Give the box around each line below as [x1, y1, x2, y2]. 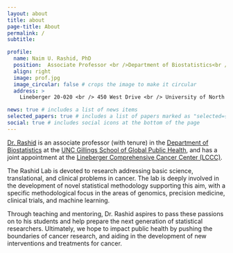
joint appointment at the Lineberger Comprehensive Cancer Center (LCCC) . [7, 153, 223, 161]
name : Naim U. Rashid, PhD [13, 55, 92, 63]
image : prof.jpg [13, 74, 60, 81]
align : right [13, 67, 51, 75]
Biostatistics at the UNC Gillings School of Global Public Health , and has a [7, 145, 218, 154]
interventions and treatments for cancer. [7, 239, 123, 247]
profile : [7, 49, 33, 56]
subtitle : [7, 36, 36, 43]
